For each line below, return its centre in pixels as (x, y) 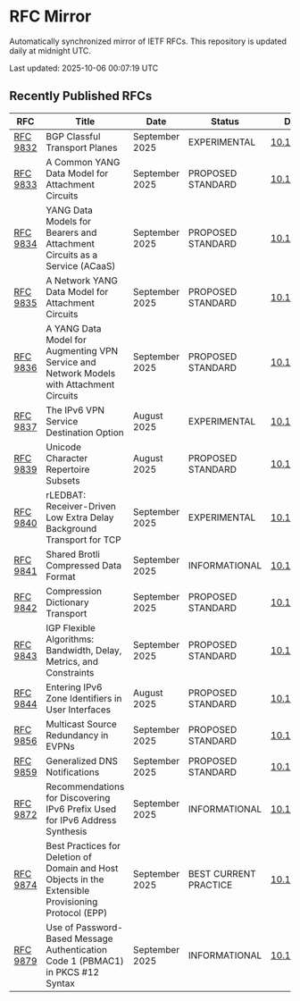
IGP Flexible (71, 627)
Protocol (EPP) (77, 913)
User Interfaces (79, 710)
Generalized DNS (82, 761)
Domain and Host (82, 868)
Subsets (63, 480)
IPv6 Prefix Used (81, 809)
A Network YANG (82, 281)
